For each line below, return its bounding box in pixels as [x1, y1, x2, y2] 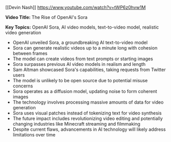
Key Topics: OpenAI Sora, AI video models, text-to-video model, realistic [5, 24, 159, 30]
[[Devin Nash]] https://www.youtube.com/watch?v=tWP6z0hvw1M [5, 5, 146, 10]
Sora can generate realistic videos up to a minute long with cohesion [12, 45, 158, 51]
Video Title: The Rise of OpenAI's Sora [5, 14, 88, 20]
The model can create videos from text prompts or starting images [12, 56, 154, 62]
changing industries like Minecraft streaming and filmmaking [12, 121, 141, 127]
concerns [12, 83, 33, 89]
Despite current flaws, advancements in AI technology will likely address [12, 126, 166, 132]
